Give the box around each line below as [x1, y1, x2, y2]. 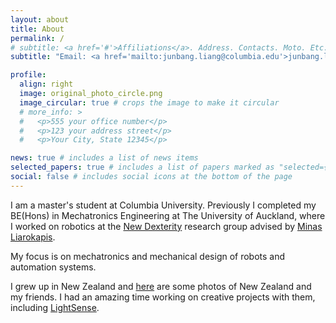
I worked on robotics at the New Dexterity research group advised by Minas [10, 220, 323, 232]
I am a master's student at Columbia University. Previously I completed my [10, 199, 317, 211]
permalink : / [10, 33, 65, 43]
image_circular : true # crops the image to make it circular [19, 97, 280, 108]
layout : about [10, 14, 70, 25]
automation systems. [10, 261, 97, 273]
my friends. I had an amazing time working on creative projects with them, [10, 291, 316, 303]
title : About [10, 24, 65, 34]
